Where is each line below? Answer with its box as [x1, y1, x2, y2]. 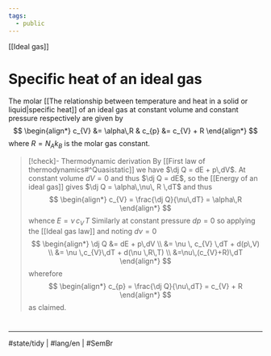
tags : [8, 11, 27, 20]
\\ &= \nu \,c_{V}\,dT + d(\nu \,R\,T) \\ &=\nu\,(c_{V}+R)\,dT [48, 248, 244, 258]
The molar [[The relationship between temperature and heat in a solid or [8, 96, 248, 106]
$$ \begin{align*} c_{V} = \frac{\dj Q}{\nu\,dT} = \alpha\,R [48, 195, 242, 204]
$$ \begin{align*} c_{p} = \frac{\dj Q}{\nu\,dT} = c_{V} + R [48, 282, 244, 291]
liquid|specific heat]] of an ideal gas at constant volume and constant [8, 105, 240, 115]
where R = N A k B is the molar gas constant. [8, 139, 151, 150]
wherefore [27, 269, 63, 279]
